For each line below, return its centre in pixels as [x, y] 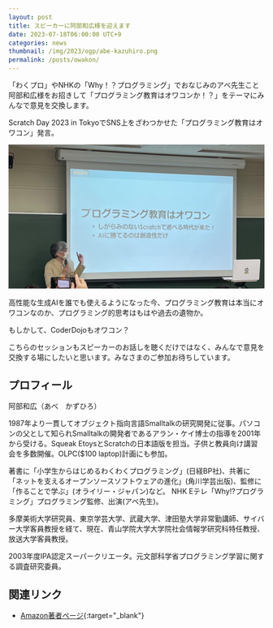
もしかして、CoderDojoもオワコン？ [69, 329]
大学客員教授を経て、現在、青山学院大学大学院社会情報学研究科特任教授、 [140, 529]
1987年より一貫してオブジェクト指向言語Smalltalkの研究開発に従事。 [124, 424]
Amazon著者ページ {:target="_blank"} [82, 616]
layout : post [30, 17]
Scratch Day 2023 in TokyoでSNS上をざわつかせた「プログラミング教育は [132, 123]
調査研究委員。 [40, 566]
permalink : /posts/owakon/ [54, 60]
